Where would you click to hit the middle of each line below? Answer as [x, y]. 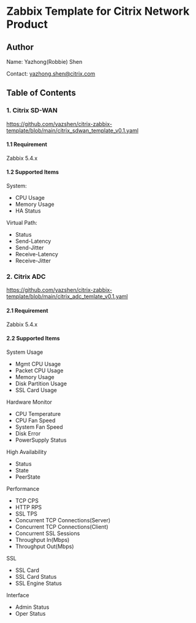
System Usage [25, 352]
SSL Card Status [36, 576]
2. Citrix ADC [26, 276]
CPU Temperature [38, 413]
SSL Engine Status [39, 583]
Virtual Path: [22, 223]
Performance [23, 488]
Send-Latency [33, 241]
